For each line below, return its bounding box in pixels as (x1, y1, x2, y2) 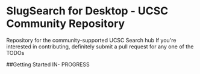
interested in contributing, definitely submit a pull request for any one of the (6, 43, 194, 50)
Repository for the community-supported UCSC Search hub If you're (6, 36, 177, 44)
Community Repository (6, 17, 125, 30)
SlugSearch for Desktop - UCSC (6, 4, 169, 18)
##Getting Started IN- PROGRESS (6, 61, 90, 68)
